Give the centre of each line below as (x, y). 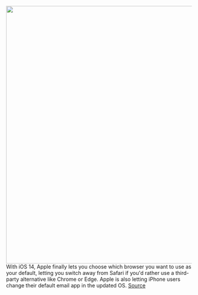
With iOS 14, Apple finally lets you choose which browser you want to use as (99, 267)
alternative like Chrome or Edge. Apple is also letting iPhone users (100, 279)
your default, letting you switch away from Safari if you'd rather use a (90, 273)
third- (182, 273)
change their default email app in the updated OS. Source (76, 285)
